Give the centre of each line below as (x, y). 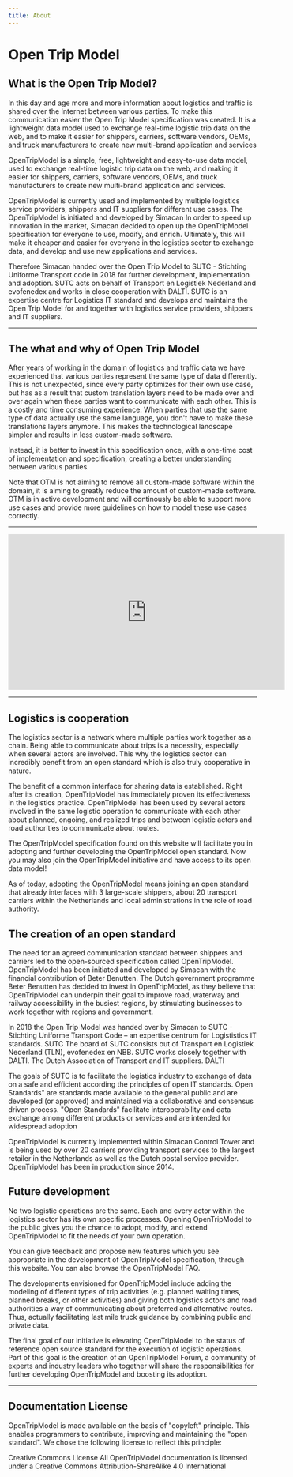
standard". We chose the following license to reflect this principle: (115, 1442)
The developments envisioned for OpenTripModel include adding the (120, 1283)
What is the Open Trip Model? (83, 84)
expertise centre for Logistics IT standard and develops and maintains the (128, 300)
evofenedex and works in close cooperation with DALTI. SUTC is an (118, 291)
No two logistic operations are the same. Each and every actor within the (126, 1211)
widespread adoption (43, 1126)
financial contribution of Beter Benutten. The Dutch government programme (131, 978)
